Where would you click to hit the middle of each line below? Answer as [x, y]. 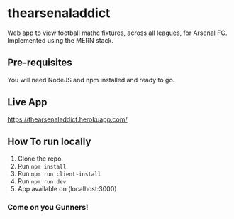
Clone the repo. [40, 159]
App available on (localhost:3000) [67, 189]
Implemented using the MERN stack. [60, 40]
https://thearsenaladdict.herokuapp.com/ [67, 119]
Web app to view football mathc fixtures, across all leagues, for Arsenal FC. [117, 33]
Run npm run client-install [59, 174]
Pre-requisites [40, 63]
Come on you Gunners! [48, 208]
